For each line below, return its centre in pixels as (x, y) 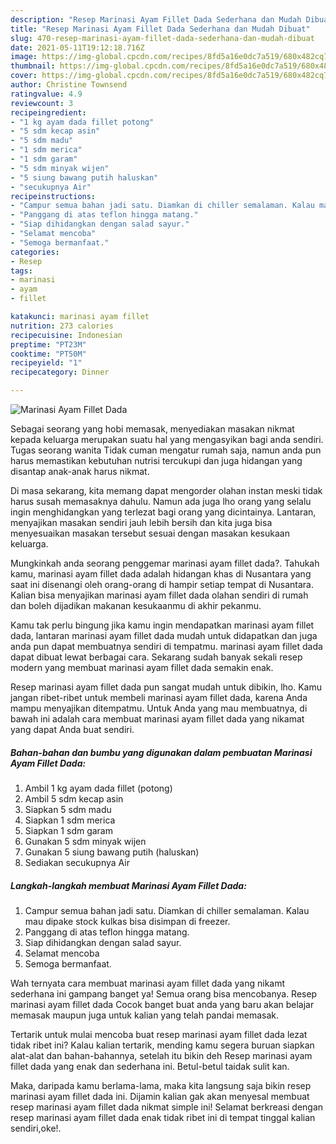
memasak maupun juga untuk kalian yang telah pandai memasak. (145, 1015)
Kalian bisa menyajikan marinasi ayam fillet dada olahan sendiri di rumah (159, 595)
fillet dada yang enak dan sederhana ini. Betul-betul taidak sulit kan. (150, 1066)
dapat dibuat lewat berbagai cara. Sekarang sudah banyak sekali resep (156, 657)
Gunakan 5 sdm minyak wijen (85, 841)
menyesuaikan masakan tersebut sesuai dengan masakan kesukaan (150, 533)
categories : (35, 252)
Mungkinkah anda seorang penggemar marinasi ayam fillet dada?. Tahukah (165, 563)
